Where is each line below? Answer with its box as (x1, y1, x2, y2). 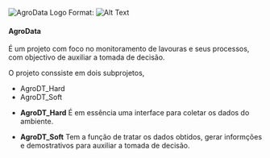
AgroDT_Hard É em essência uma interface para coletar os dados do (19, 108, 250, 118)
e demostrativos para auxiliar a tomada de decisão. (19, 141, 190, 151)
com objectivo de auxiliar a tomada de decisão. (8, 52, 165, 62)
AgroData (8, 26, 42, 35)
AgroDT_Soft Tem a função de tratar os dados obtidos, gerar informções (19, 132, 263, 142)
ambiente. (19, 117, 54, 127)
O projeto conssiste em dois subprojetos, (8, 69, 145, 78)
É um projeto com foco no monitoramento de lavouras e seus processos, (8, 44, 250, 54)
